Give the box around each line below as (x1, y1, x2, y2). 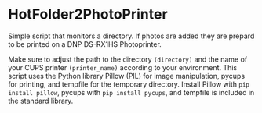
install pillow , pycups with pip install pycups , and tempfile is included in (8, 87, 255, 97)
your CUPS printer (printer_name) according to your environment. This (8, 62, 238, 72)
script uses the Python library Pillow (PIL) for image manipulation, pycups (8, 71, 246, 80)
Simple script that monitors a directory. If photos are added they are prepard (8, 31, 255, 41)
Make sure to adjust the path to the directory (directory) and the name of (8, 55, 248, 64)
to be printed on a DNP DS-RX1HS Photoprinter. (8, 39, 162, 48)
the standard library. (8, 96, 74, 105)
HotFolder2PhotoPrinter (8, 5, 168, 23)
